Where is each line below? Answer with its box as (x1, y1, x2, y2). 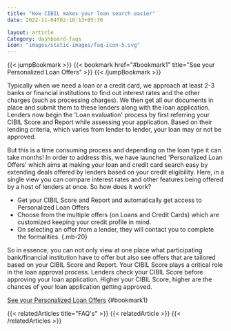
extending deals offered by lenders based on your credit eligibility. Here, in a (7, 168, 225, 177)
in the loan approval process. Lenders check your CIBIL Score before (7, 268, 203, 277)
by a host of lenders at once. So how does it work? (7, 183, 152, 191)
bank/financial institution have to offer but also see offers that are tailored (7, 253, 216, 262)
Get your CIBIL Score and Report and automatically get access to (17, 196, 202, 204)
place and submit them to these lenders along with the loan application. (7, 103, 210, 112)
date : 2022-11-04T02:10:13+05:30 (7, 17, 103, 23)
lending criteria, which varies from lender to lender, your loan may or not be (7, 126, 222, 134)
